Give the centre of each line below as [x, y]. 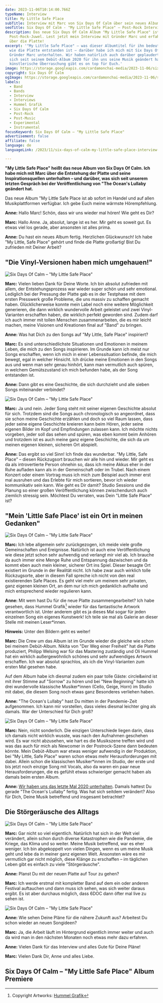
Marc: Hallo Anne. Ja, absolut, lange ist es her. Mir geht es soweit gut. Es [78, 222]
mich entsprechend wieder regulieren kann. [49, 591]
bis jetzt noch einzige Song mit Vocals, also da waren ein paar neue [73, 767]
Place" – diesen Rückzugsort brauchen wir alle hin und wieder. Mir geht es [79, 459]
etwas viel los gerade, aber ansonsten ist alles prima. [58, 227]
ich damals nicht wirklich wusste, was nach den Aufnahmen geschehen [76, 736]
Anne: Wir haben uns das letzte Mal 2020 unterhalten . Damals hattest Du [78, 786]
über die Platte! [27, 41]
